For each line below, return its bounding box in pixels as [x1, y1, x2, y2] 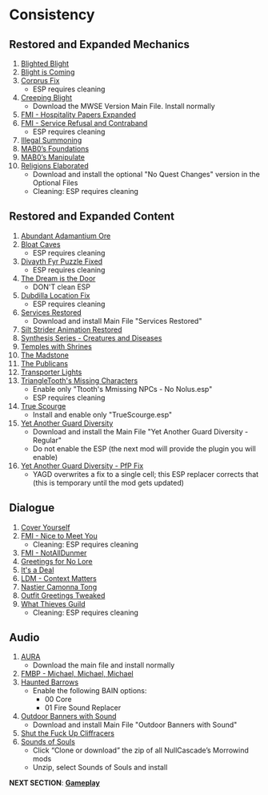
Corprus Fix [20, 76, 60, 85]
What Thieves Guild [20, 599, 86, 608]
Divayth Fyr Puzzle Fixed [20, 256, 103, 266]
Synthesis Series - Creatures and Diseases [20, 333, 162, 342]
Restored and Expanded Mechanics [9, 38, 190, 51]
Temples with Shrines [20, 341, 93, 351]
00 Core [44, 695, 72, 704]
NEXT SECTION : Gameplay [9, 778, 101, 788]
